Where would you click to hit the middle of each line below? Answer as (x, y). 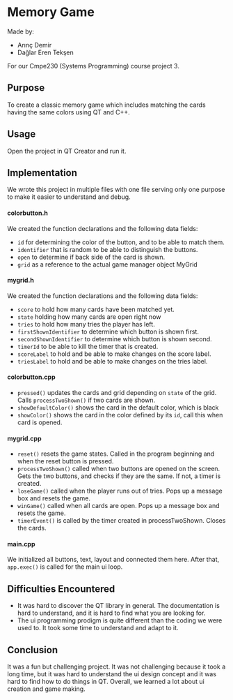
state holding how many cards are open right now (89, 317)
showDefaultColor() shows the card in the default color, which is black (118, 407)
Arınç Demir (34, 45)
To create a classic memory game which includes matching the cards (107, 105)
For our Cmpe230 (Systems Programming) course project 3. (93, 66)
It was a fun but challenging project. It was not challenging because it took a (116, 667)
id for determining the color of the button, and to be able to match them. (121, 242)
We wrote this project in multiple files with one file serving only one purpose (116, 190)
